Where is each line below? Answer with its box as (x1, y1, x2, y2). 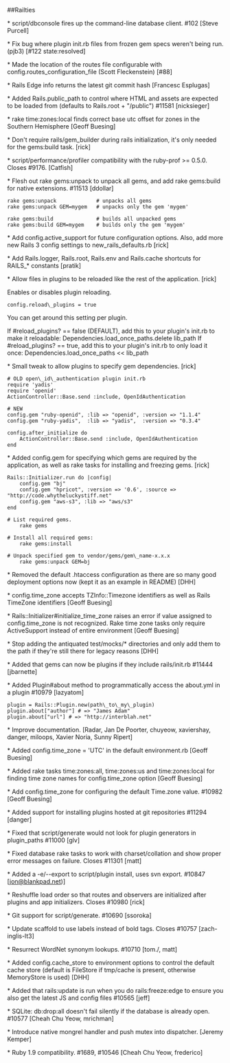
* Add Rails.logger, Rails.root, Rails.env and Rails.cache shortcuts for (7, 254, 201, 262)
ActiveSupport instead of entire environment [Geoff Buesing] (7, 626, 180, 635)
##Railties (7, 6, 36, 14)
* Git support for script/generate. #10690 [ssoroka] (7, 911, 152, 919)
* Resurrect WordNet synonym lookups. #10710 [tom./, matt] (7, 945, 177, 953)
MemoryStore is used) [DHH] (7, 973, 90, 981)
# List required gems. (7, 516, 72, 523)
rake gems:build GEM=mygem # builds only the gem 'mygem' (7, 221, 186, 228)
